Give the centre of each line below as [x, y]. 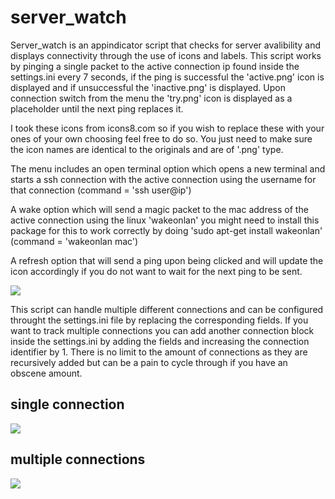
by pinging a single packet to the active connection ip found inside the [155, 66]
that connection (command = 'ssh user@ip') [101, 190]
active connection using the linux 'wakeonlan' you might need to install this [165, 220]
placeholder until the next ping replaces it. [97, 108]
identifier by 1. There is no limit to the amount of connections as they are [159, 352]
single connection [67, 404]
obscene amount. [46, 373]
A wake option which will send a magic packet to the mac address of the [159, 209]
